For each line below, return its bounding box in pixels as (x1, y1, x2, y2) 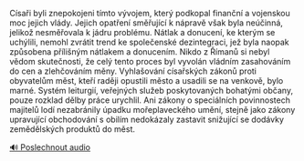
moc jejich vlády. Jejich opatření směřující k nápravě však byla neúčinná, (9, 17, 283, 28)
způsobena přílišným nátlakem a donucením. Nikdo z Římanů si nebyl (9, 46, 270, 57)
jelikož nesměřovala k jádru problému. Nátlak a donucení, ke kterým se (9, 27, 276, 37)
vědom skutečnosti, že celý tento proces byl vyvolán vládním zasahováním (9, 56, 291, 66)
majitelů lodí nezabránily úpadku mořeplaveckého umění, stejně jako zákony (9, 105, 296, 115)
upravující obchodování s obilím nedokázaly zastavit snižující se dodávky (9, 114, 285, 125)
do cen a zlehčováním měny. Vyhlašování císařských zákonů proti (9, 65, 257, 76)
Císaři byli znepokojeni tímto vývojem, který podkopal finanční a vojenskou (9, 8, 290, 18)
